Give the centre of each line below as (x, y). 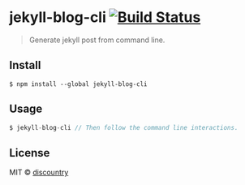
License (30, 153)
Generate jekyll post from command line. (97, 40)
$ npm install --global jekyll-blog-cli (79, 84)
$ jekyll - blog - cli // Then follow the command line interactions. (124, 127)
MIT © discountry (39, 172)
